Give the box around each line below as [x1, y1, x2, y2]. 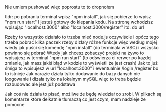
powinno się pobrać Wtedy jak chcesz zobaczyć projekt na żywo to [5, 50, 144, 56]
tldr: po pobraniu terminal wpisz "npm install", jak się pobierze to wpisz [5, 14, 151, 19]
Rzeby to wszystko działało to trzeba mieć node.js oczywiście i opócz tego [5, 34, 159, 40]
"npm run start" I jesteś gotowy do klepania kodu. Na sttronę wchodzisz [5, 19, 153, 25]
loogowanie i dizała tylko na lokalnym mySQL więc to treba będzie [5, 76, 141, 82]
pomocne [5, 102, 25, 107]
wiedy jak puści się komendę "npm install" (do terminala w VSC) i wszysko [5, 45, 159, 50]
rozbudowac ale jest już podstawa [5, 81, 76, 87]
